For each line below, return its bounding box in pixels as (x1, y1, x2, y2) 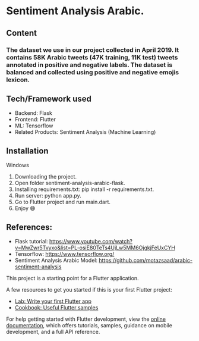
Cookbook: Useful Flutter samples (14, 304, 99, 311)
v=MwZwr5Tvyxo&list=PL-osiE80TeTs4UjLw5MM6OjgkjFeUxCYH (14, 244, 175, 251)
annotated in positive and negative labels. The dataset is (6, 61, 173, 69)
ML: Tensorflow (14, 122, 53, 129)
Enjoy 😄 (14, 205, 36, 212)
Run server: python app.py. (14, 192, 81, 199)
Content (6, 28, 37, 38)
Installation (6, 146, 49, 156)
